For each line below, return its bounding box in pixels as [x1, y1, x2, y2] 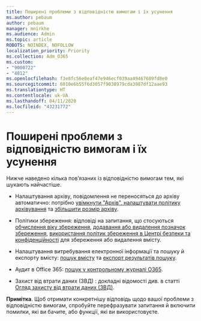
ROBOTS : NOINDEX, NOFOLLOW [6, 43, 74, 49]
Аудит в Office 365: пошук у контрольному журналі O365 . [14, 266, 163, 273]
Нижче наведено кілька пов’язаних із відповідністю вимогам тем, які [6, 175, 184, 182]
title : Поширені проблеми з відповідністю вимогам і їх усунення [6, 8, 173, 15]
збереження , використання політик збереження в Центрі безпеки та [14, 230, 191, 237]
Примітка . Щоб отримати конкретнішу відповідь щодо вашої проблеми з [6, 295, 194, 303]
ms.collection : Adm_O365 [6, 53, 68, 59]
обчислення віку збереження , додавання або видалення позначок [14, 223, 186, 231]
